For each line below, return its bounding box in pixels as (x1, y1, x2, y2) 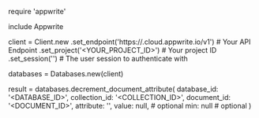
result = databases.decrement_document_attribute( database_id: (8, 84, 219, 94)
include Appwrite (8, 22, 64, 31)
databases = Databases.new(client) (8, 69, 124, 78)
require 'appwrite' (8, 7, 66, 16)
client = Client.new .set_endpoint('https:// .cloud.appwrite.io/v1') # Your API (8, 37, 251, 46)
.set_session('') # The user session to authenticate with (8, 54, 188, 63)
